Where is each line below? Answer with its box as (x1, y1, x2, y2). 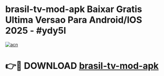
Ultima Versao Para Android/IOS (5, 14, 142, 26)
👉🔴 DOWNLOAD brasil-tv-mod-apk (5, 60, 159, 71)
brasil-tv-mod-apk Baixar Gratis (5, 4, 142, 15)
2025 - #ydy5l (5, 25, 67, 36)
